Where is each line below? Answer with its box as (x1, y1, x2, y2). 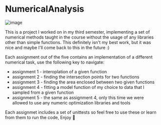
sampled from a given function (12, 89, 74, 95)
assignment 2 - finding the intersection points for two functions (12, 74, 140, 80)
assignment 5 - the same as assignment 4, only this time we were (12, 94, 144, 101)
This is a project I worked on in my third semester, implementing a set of (5, 29, 150, 35)
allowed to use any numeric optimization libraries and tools (12, 100, 131, 105)
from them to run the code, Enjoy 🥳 (5, 114, 76, 120)
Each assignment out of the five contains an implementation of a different (5, 54, 153, 60)
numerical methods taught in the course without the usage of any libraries (5, 34, 154, 40)
